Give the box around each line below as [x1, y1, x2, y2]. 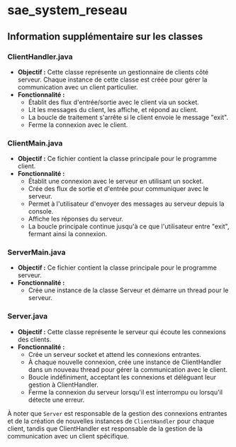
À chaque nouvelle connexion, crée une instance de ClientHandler [28, 358, 222, 366]
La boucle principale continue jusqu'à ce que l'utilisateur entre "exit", [28, 222, 230, 231]
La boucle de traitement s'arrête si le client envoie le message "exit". [28, 113, 229, 121]
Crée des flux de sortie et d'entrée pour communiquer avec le [28, 184, 209, 193]
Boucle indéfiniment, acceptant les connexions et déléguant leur [28, 372, 216, 381]
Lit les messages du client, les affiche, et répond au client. [28, 105, 198, 114]
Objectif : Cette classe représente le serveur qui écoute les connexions [17, 327, 227, 336]
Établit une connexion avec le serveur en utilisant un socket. [28, 177, 204, 186]
